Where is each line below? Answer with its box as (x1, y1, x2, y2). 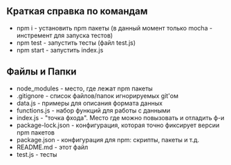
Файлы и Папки (6, 66, 77, 78)
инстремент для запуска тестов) (16, 31, 113, 39)
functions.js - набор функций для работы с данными (16, 106, 171, 115)
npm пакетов (16, 128, 55, 137)
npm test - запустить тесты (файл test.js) (16, 38, 136, 47)
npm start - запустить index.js (16, 46, 104, 54)
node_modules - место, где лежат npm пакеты (16, 84, 153, 93)
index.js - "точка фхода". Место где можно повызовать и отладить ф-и (16, 113, 225, 122)
